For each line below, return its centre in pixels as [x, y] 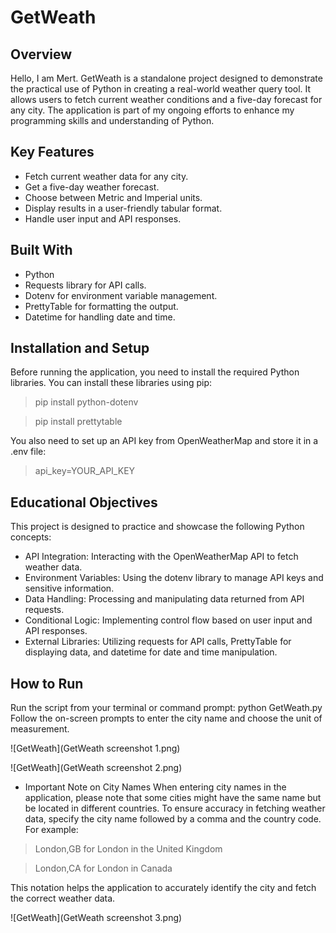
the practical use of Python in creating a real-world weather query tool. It [161, 89]
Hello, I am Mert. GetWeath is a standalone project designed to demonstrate [166, 78]
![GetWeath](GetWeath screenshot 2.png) [96, 768]
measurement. [40, 729]
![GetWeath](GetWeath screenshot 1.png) [95, 748]
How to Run [47, 683]
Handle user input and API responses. [103, 218]
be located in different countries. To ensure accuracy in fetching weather [175, 808]
